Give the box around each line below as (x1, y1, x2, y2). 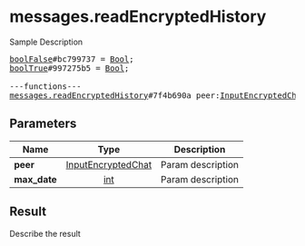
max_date (14, 172, 57, 185)
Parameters (9, 116, 77, 132)
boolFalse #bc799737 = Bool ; (9, 54, 134, 64)
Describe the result (9, 228, 82, 239)
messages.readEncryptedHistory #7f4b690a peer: (9, 90, 221, 101)
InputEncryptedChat (65, 158, 152, 171)
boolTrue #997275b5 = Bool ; (9, 63, 130, 74)
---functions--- (9, 81, 82, 92)
